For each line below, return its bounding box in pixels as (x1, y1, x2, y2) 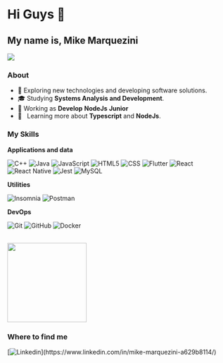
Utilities (7, 180, 30, 189)
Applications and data (7, 145, 73, 154)
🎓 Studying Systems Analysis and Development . (17, 94, 165, 103)
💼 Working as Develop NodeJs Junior (17, 104, 129, 113)
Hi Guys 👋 (7, 6, 65, 23)
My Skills (7, 130, 39, 140)
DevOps (7, 207, 32, 216)
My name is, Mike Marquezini (7, 35, 139, 47)
